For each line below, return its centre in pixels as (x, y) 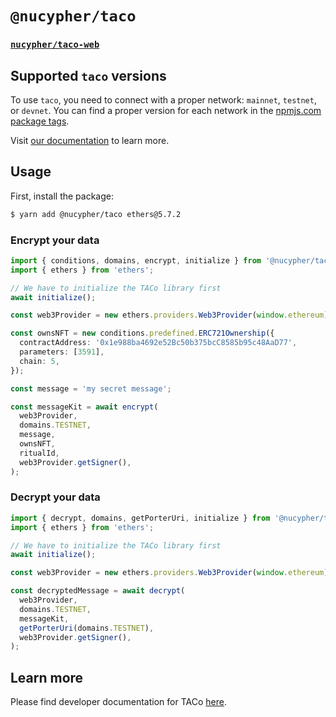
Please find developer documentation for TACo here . (118, 702)
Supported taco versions (88, 75)
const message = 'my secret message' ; (91, 388)
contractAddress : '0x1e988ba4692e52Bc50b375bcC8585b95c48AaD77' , (158, 343)
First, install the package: (62, 196)
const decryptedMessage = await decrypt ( (98, 591)
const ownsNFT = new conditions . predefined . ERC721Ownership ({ (142, 333)
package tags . (40, 121)
